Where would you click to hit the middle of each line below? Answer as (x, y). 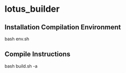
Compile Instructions (38, 54)
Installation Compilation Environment (63, 27)
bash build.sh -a (21, 66)
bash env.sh (17, 39)
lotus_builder (32, 9)
